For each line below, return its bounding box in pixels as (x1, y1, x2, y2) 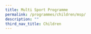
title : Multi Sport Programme (5, 7, 68, 12)
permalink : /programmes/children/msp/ (5, 12, 86, 17)
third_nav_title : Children (5, 21, 61, 26)
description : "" (5, 16, 39, 21)
